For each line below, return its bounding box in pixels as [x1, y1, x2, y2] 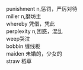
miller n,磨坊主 [6, 13, 41, 20]
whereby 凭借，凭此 [6, 20, 55, 27]
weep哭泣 [6, 35, 31, 42]
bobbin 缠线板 [6, 42, 40, 50]
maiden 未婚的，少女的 [6, 50, 62, 57]
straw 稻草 [6, 57, 32, 65]
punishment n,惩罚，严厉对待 [6, 5, 78, 12]
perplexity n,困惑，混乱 [6, 28, 63, 35]
